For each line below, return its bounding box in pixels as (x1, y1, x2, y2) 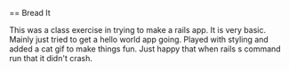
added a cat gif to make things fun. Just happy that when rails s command (9, 43, 282, 54)
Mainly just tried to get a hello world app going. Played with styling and (9, 35, 269, 44)
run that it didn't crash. (9, 53, 93, 63)
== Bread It (9, 8, 51, 18)
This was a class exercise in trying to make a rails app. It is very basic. (9, 25, 267, 35)
